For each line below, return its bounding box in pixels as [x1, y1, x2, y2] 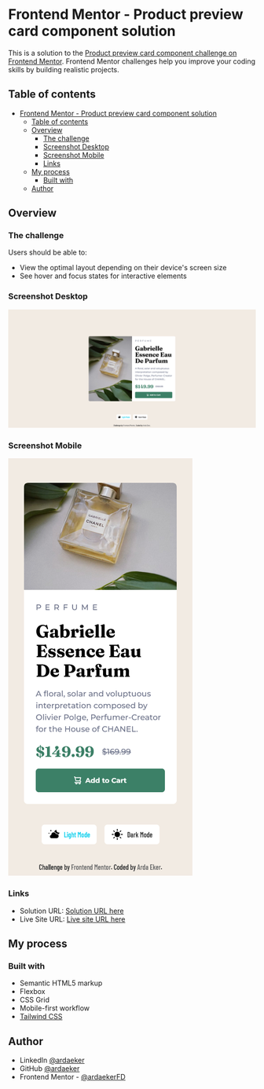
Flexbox [19, 987, 46, 996]
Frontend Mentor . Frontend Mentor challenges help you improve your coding [8, 57, 256, 66]
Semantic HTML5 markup [19, 978, 103, 988]
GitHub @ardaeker [19, 1064, 80, 1073]
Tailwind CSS [19, 1012, 63, 1021]
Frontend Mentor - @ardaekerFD [19, 1072, 126, 1081]
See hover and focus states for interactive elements [19, 271, 187, 280]
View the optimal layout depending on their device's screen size [19, 263, 227, 273]
